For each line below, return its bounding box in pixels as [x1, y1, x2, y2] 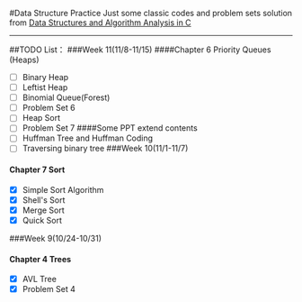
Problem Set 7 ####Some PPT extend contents [22, 123, 198, 133]
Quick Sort [22, 215, 63, 225]
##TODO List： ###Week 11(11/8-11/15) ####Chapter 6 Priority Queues [9, 44, 271, 55]
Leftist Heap [22, 82, 68, 93]
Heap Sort [22, 113, 61, 124]
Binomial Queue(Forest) [22, 92, 111, 103]
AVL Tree [22, 274, 57, 285]
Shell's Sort [22, 194, 66, 206]
